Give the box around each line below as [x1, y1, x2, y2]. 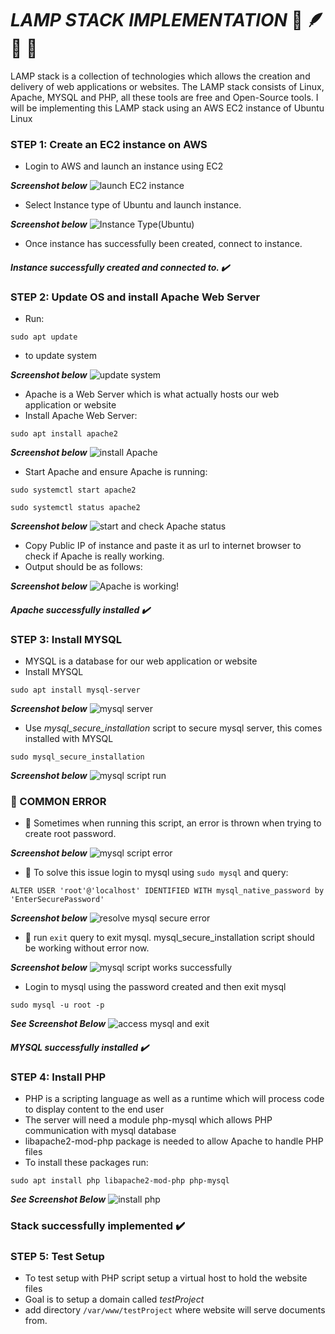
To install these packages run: [24, 1157, 149, 1169]
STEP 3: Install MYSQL [10, 632, 122, 646]
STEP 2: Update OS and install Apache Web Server [10, 290, 261, 304]
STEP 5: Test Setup [10, 1250, 105, 1264]
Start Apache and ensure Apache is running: [24, 466, 208, 478]
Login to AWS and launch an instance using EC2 [24, 160, 224, 172]
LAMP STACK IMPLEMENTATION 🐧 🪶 [10, 9, 325, 32]
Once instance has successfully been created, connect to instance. [24, 238, 303, 250]
